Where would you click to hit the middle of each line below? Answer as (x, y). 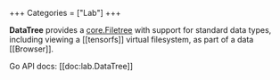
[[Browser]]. (32, 49)
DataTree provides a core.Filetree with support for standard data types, (140, 30)
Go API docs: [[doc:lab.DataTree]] (71, 66)
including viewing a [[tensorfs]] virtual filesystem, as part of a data (132, 40)
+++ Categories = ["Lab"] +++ (66, 13)
